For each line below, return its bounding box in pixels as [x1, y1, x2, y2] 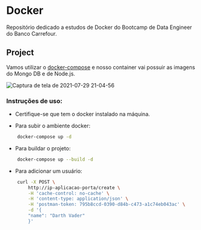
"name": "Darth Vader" [28, 212, 85, 219]
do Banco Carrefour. [6, 30, 58, 37]
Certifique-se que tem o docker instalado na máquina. [15, 110, 150, 118]
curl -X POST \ [17, 179, 56, 185]
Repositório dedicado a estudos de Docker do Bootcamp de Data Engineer [6, 24, 193, 31]
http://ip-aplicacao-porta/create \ [28, 185, 120, 191]
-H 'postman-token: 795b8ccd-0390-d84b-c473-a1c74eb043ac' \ [28, 202, 186, 208]
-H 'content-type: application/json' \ [28, 196, 129, 202]
